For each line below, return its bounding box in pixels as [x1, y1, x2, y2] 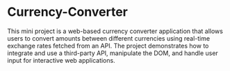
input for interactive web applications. [7, 56, 116, 64]
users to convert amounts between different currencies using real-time [7, 34, 211, 42]
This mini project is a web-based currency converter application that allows [7, 27, 224, 35]
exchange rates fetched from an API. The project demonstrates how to [7, 41, 209, 50]
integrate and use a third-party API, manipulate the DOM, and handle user [7, 49, 219, 57]
